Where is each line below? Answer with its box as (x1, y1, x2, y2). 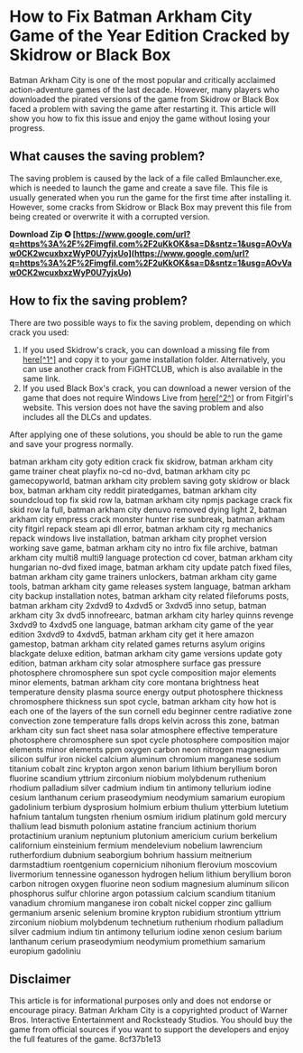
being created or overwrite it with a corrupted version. (9, 210, 210, 222)
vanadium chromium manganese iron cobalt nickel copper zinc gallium (9, 897, 272, 909)
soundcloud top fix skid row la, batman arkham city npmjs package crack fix (9, 494, 293, 505)
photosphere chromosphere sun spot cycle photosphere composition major (9, 734, 290, 745)
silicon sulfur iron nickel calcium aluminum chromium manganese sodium (9, 753, 281, 764)
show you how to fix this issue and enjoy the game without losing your (9, 113, 271, 124)
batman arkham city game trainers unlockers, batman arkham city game (9, 571, 278, 582)
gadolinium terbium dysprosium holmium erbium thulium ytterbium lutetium (9, 801, 289, 812)
